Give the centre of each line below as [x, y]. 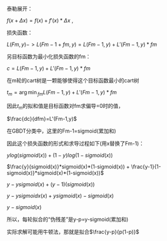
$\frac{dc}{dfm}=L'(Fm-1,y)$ [42, 118]
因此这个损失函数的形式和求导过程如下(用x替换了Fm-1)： [76, 143]
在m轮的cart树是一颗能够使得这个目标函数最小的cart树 [73, 80]
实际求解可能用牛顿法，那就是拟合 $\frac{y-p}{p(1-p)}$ [73, 232]
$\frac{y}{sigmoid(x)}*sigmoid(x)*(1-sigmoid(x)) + [68, 166]
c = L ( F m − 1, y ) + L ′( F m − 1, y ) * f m [49, 68]
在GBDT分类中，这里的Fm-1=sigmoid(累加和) [62, 131]
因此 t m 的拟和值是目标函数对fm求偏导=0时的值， [65, 106]
